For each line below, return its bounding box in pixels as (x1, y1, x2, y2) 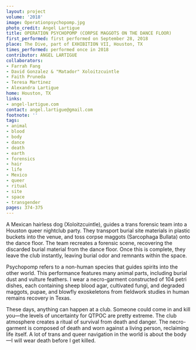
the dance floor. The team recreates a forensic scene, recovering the (6, 240, 173, 247)
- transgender (6, 199, 41, 205)
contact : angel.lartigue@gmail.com (6, 107, 93, 113)
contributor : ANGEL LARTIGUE (6, 52, 77, 58)
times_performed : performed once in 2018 (6, 47, 109, 53)
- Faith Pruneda (6, 74, 46, 80)
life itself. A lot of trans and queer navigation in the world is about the (6, 331, 173, 338)
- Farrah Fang (6, 63, 41, 69)
